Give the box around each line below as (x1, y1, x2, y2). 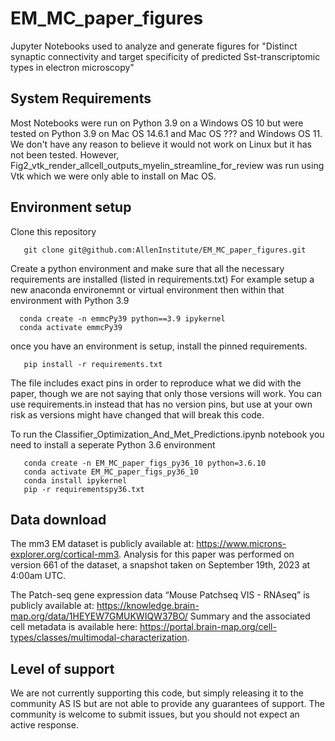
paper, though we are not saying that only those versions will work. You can (10, 387, 322, 399)
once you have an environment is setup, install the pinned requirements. (10, 340, 308, 352)
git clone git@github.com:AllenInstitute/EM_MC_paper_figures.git (23, 245, 307, 255)
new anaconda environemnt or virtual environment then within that (10, 283, 285, 296)
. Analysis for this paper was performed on (118, 548, 295, 561)
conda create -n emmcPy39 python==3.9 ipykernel (19, 313, 226, 324)
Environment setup (10, 199, 132, 216)
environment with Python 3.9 (10, 294, 130, 306)
